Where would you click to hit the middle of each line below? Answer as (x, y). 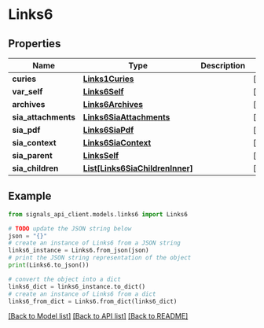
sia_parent (32, 155)
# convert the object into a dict (65, 279)
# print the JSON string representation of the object (100, 258)
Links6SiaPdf (108, 130)
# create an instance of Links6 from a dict (82, 294)
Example (30, 196)
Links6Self (103, 92)
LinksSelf (101, 155)
